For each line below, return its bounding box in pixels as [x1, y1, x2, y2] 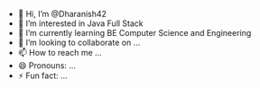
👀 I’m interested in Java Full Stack [17, 18, 144, 29]
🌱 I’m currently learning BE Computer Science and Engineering [17, 28, 252, 38]
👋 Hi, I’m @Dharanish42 [17, 9, 107, 19]
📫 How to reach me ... [17, 48, 102, 57]
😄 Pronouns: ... [17, 60, 77, 71]
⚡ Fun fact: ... [17, 70, 68, 81]
